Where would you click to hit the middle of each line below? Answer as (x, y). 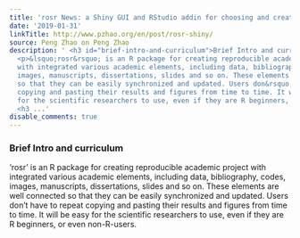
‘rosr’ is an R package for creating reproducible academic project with (137, 168)
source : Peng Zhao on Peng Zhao (69, 42)
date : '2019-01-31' (46, 26)
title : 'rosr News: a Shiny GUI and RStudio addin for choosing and (139, 17)
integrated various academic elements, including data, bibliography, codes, (147, 177)
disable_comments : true (54, 117)
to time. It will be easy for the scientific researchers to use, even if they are (146, 215)
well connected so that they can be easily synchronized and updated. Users (149, 196)
